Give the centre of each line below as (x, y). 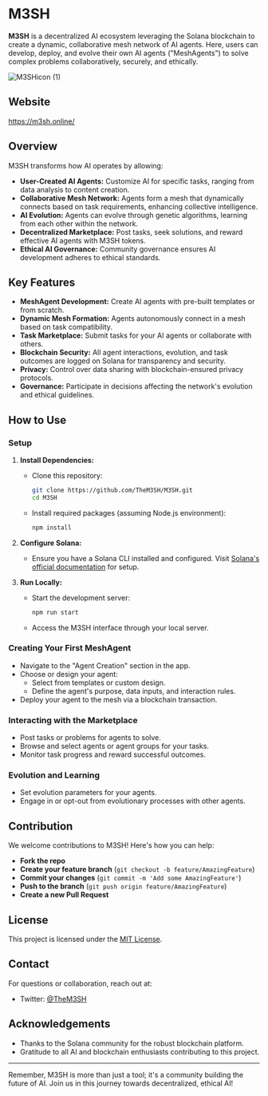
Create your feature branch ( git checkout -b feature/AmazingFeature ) (137, 869)
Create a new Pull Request (64, 895)
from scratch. (42, 310)
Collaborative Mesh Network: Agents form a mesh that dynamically (132, 198)
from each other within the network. (79, 224)
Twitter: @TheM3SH (53, 999)
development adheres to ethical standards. (90, 257)
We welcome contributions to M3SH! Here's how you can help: (111, 845)
